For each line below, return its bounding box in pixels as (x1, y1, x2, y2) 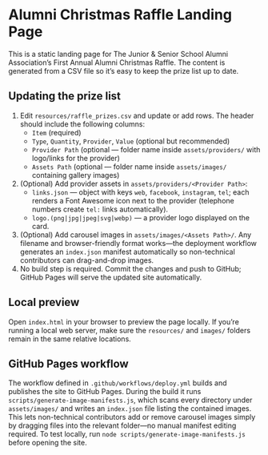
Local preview (8, 296, 80, 309)
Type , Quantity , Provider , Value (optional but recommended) (31, 136, 230, 146)
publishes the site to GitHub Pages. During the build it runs (8, 387, 202, 397)
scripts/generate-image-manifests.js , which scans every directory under (8, 395, 253, 405)
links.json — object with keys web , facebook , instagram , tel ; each (31, 187, 250, 197)
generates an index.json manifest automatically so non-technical (19, 247, 236, 256)
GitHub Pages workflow (8, 356, 130, 370)
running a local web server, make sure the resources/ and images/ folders (8, 325, 250, 335)
